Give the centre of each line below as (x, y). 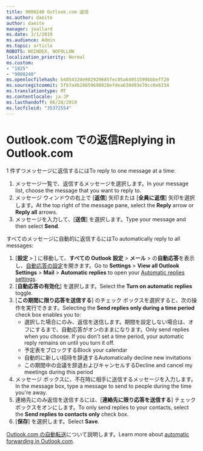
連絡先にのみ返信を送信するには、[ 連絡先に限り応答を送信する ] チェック (105, 400)
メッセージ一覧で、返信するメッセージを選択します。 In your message (102, 184)
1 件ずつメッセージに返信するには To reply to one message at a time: (91, 171)
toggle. (24, 293)
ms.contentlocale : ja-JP (38, 97)
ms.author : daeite (29, 18)
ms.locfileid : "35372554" (39, 108)
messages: (20, 246)
